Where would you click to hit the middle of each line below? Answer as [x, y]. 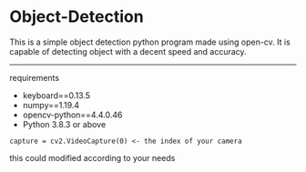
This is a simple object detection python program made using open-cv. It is [150, 42]
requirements [35, 77]
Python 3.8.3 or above [64, 124]
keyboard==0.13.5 [56, 95]
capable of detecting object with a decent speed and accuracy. [128, 51]
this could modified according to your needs [92, 157]
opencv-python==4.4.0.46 [72, 115]
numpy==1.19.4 [51, 105]
